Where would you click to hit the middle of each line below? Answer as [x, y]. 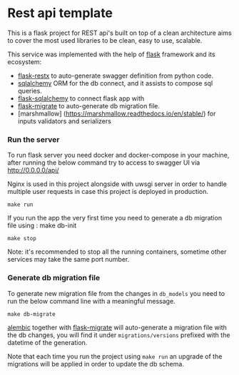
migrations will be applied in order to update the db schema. [96, 364]
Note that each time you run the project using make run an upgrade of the [115, 356]
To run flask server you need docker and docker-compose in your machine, [118, 155]
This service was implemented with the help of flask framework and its [111, 54]
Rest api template [60, 13]
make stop [22, 239]
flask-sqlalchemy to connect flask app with [81, 98]
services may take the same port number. [68, 260]
